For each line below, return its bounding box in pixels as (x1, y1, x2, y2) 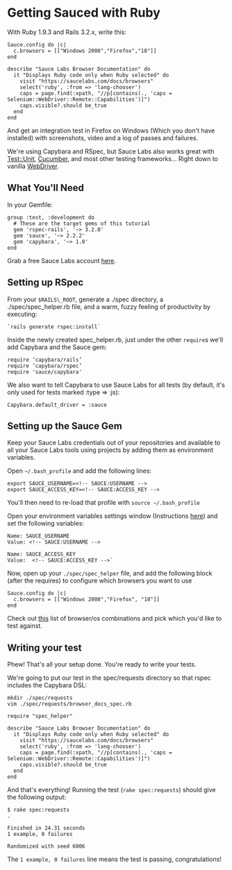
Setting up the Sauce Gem (7, 420, 123, 432)
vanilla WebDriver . (7, 162, 59, 170)
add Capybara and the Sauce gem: (7, 342, 107, 351)
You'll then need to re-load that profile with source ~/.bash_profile (7, 499, 200, 507)
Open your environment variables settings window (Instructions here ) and (7, 512, 218, 520)
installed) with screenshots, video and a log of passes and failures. (7, 133, 199, 142)
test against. (7, 621, 43, 630)
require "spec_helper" (7, 713, 73, 720)
